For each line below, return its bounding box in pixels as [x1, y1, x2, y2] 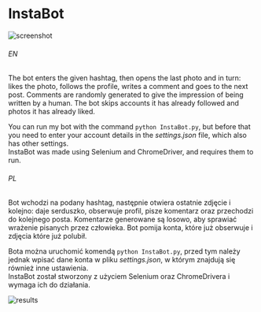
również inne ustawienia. [8, 263, 89, 273]
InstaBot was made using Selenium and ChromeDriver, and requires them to [8, 147, 254, 157]
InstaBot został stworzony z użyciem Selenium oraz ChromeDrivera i [8, 272, 230, 281]
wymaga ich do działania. [8, 280, 90, 290]
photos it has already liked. [8, 107, 96, 117]
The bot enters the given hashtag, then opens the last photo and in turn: [8, 73, 241, 83]
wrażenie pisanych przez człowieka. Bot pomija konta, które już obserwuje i [8, 223, 253, 232]
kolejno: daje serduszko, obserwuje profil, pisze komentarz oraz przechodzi [8, 206, 254, 216]
